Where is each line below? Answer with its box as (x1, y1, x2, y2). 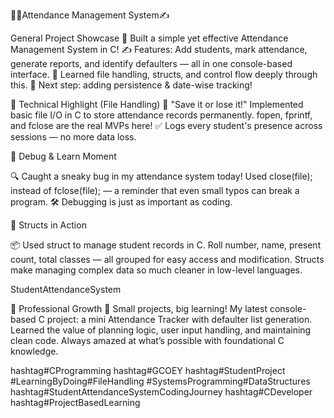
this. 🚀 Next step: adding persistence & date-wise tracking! (10, 79, 253, 91)
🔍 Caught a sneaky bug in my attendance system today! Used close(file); (10, 170, 313, 182)
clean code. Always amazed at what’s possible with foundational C (10, 335, 285, 346)
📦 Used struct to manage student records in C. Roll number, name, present (10, 239, 322, 251)
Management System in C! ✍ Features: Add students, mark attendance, (10, 44, 308, 55)
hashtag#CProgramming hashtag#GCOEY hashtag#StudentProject (10, 365, 286, 376)
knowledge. (10, 345, 59, 357)
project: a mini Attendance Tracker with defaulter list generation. (46, 314, 313, 325)
